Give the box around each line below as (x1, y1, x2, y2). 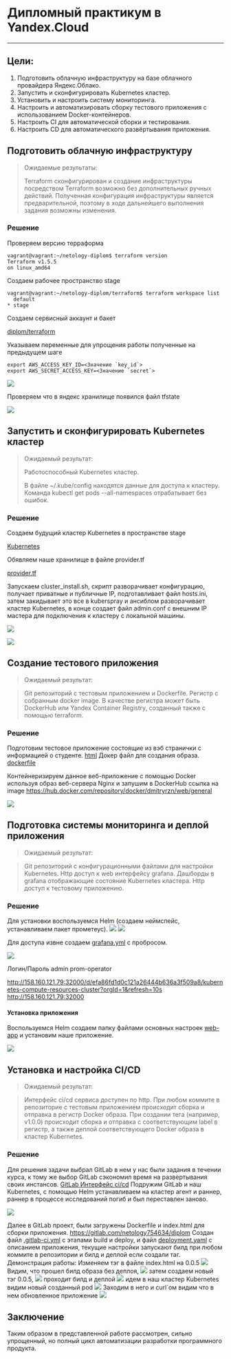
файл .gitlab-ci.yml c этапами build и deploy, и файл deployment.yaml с (7, 1236, 212, 1244)
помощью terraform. (23, 711, 84, 719)
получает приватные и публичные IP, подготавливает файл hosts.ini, (7, 589, 208, 597)
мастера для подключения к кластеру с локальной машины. (7, 611, 186, 619)
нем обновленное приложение (7, 1291, 98, 1300)
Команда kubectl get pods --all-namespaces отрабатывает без (23, 488, 207, 497)
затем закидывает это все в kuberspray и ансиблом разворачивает (7, 597, 206, 605)
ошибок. (23, 495, 49, 504)
